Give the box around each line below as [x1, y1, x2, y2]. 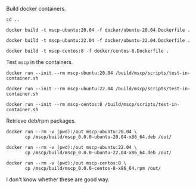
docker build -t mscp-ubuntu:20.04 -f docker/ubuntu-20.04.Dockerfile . [6, 27, 191, 33]
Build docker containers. [6, 5, 67, 12]
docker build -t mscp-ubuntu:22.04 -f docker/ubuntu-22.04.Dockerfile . [6, 38, 191, 44]
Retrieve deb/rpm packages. [6, 117, 76, 124]
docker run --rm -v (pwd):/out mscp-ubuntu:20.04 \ [6, 129, 137, 135]
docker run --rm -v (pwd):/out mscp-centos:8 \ [6, 160, 127, 166]
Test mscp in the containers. [6, 59, 73, 65]
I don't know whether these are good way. [6, 176, 110, 183]
